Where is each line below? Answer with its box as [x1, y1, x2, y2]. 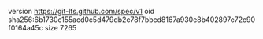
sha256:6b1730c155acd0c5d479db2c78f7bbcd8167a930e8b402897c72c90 [8, 15, 256, 24]
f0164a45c [8, 23, 43, 32]
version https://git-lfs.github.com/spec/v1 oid [8, 7, 155, 16]
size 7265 [44, 23, 77, 32]
